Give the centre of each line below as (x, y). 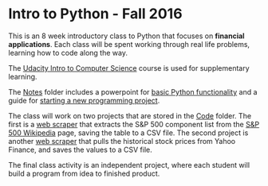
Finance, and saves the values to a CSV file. (81, 149)
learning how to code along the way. (68, 52)
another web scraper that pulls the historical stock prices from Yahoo (122, 141)
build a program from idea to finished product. (84, 173)
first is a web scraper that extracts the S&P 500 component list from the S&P (134, 124)
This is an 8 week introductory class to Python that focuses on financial (126, 36)
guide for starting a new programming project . (84, 100)
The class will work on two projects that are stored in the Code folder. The (130, 115)
